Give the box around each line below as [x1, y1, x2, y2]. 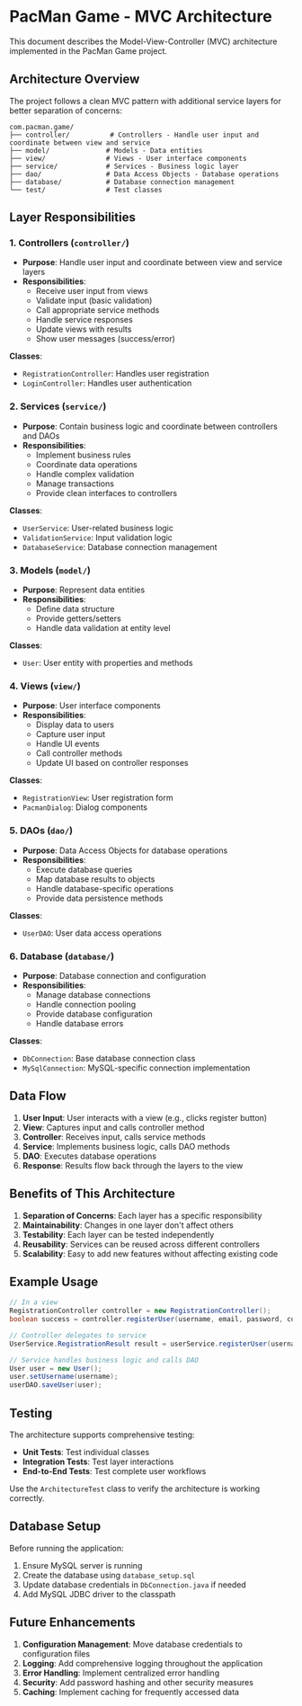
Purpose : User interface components [22, 700, 161, 711]
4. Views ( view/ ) [9, 680, 81, 692]
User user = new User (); [9, 1364, 102, 1373]
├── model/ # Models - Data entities [9, 146, 203, 155]
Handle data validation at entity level [35, 623, 171, 634]
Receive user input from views [35, 286, 148, 297]
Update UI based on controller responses [35, 758, 189, 769]
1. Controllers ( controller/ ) [9, 236, 130, 249]
